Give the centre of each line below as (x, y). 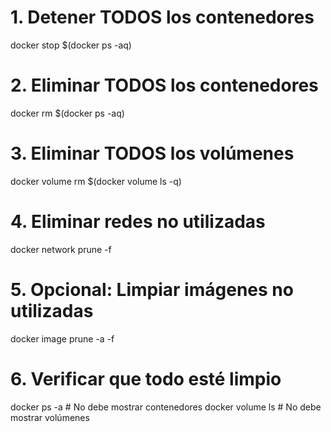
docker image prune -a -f (62, 338)
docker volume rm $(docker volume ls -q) (96, 181)
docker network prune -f (61, 249)
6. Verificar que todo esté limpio (146, 378)
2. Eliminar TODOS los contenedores (164, 85)
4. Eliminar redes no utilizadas (138, 222)
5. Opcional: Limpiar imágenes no (152, 289)
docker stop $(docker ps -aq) (71, 45)
